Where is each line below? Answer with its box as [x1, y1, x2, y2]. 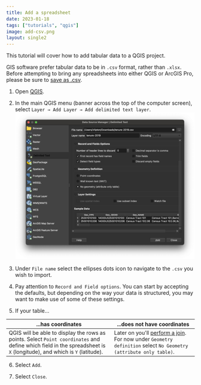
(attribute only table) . [114, 348, 175, 355]
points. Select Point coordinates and [8, 335, 100, 343]
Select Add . [14, 362, 42, 369]
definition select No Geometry [114, 341, 188, 349]
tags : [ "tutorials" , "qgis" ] [6, 22, 79, 28]
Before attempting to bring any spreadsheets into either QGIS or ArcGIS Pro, [6, 70, 194, 77]
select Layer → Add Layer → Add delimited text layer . [14, 106, 151, 113]
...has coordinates [36, 320, 82, 328]
